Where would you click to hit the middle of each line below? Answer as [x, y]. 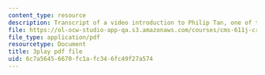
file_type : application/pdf [54, 37]
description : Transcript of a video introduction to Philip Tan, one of [130, 23]
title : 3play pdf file [45, 52]
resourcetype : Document [47, 45]
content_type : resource [47, 15]
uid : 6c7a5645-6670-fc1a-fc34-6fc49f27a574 [81, 59]
